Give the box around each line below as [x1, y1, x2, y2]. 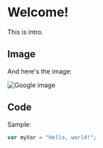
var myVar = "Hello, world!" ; [7, 134, 97, 141]
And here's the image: [7, 67, 72, 75]
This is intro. [7, 28, 44, 36]
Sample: [7, 120, 32, 128]
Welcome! [7, 4, 69, 21]
